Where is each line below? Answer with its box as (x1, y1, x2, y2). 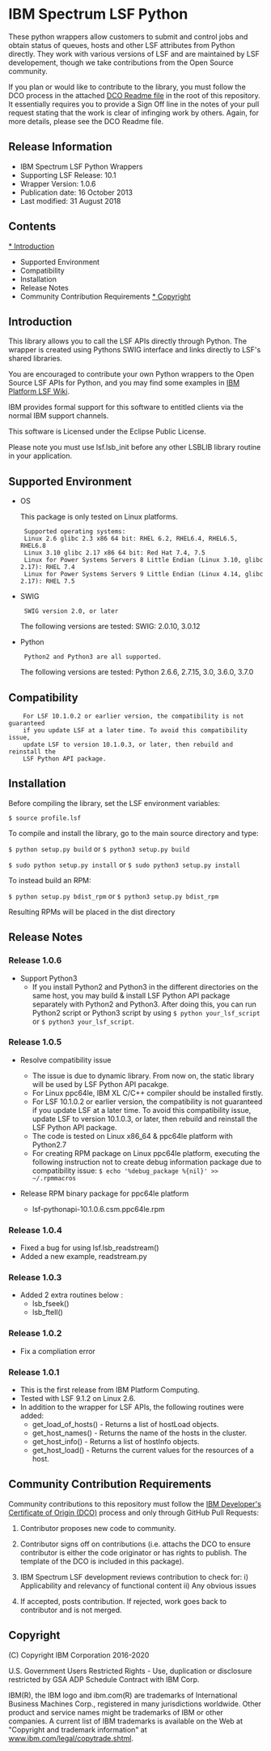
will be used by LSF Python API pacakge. (32, 1079, 169, 1089)
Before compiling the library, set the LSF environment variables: (8, 798, 221, 808)
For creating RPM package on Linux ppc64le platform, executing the (32, 1148, 260, 1158)
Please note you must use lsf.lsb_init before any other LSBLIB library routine (8, 442, 261, 452)
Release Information (8, 140, 113, 154)
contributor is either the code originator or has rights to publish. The (19, 1547, 248, 1557)
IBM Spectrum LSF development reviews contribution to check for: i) (19, 1572, 249, 1581)
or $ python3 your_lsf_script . (32, 1016, 135, 1026)
